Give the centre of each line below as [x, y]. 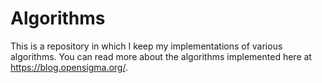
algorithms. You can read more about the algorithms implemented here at [161, 56]
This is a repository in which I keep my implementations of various [146, 46]
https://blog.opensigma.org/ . [69, 67]
